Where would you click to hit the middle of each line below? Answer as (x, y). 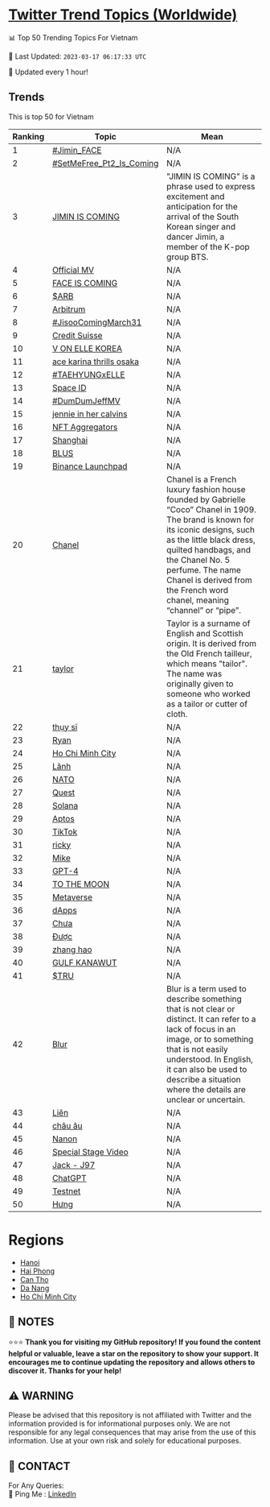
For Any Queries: (36, 1486)
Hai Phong (37, 1271)
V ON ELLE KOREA (87, 348)
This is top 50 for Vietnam (51, 116)
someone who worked (208, 693)
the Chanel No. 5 (198, 560)
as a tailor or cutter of (207, 704)
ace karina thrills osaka (95, 362)
